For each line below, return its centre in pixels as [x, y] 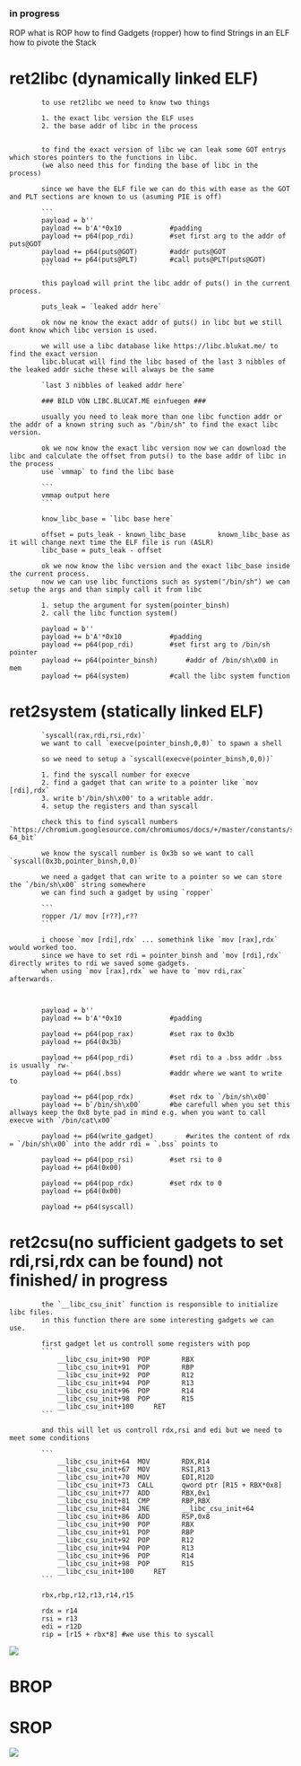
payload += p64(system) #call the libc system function [166, 676]
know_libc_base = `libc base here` [108, 519]
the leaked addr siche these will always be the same [112, 370]
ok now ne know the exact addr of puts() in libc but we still [162, 323]
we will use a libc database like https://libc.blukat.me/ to [160, 347]
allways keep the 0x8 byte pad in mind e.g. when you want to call [138, 1113]
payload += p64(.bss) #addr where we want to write [162, 1074]
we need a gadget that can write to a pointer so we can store [162, 877]
